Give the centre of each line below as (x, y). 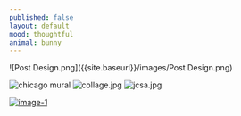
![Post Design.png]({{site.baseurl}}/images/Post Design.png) (121, 68)
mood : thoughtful (42, 34)
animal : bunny (36, 42)
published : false (42, 17)
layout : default (39, 26)
